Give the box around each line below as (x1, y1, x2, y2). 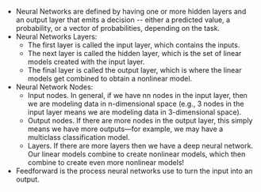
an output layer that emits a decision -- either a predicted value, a (15, 15, 231, 24)
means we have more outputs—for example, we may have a (27, 124, 224, 134)
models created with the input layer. (27, 57, 145, 66)
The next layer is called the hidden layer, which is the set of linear (27, 49, 242, 58)
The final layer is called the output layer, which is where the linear (27, 66, 242, 74)
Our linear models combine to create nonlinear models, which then (27, 149, 246, 159)
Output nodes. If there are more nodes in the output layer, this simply (27, 116, 253, 125)
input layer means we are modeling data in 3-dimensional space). (27, 107, 242, 117)
